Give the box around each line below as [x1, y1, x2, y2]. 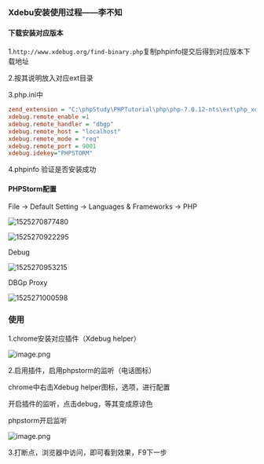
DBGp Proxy [8, 278, 48, 287]
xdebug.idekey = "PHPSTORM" [8, 149, 93, 158]
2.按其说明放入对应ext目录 [8, 73, 93, 83]
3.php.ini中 [8, 90, 43, 100]
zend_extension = [8, 106, 65, 114]
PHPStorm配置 [8, 184, 57, 193]
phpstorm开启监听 [8, 415, 68, 425]
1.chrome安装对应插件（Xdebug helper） [8, 334, 141, 343]
